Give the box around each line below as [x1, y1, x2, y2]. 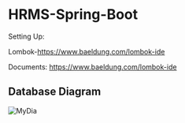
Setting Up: [8, 32, 45, 41]
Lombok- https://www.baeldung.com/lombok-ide [8, 47, 165, 56]
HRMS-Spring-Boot [8, 6, 139, 24]
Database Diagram [8, 85, 102, 99]
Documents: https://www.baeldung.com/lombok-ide [8, 61, 177, 72]
